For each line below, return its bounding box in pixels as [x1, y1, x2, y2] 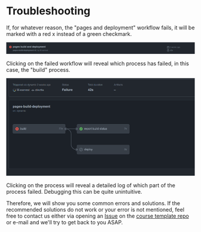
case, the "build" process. [6, 66, 71, 73]
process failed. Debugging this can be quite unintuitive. [6, 188, 142, 195]
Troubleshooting [6, 4, 91, 18]
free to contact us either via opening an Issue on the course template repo [6, 212, 190, 219]
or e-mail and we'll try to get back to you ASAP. [6, 218, 123, 225]
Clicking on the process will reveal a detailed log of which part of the [6, 181, 175, 189]
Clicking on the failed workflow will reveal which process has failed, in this [6, 60, 190, 67]
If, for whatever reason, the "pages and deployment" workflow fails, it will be [6, 24, 195, 31]
